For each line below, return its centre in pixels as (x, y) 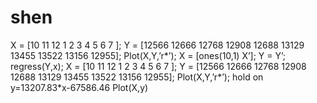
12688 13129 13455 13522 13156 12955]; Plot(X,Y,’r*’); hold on (137, 77)
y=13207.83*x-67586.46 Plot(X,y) (79, 87)
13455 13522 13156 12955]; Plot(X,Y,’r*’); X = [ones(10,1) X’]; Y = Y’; (148, 55)
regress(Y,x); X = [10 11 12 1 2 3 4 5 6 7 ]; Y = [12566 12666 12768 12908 (158, 66)
